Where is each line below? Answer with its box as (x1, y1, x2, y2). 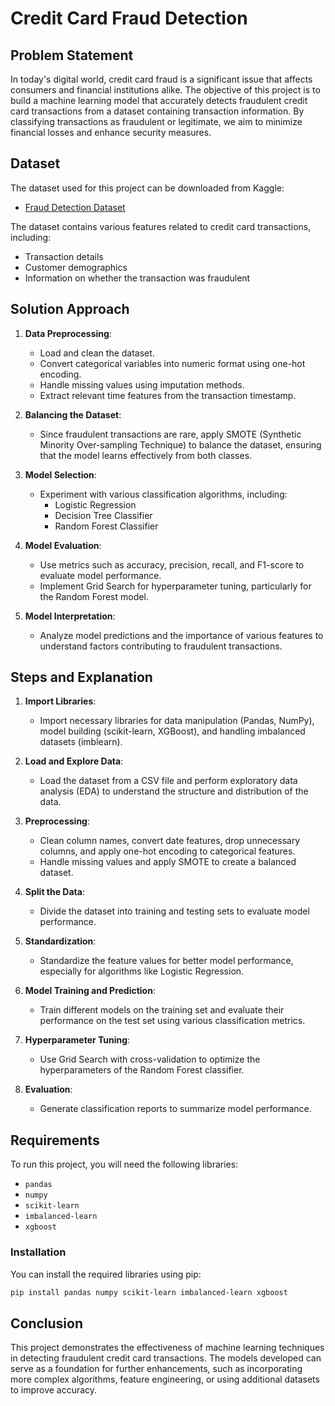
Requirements (10, 1132, 100, 1149)
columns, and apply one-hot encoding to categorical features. (39, 845, 296, 857)
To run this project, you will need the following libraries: (10, 1158, 239, 1171)
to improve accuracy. (10, 1384, 98, 1396)
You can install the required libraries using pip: (10, 1268, 202, 1280)
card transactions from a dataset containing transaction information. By (10, 105, 305, 117)
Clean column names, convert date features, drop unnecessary (39, 835, 301, 847)
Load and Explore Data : (24, 755, 124, 767)
